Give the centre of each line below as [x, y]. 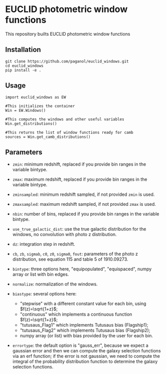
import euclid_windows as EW [36, 97]
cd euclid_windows [24, 66]
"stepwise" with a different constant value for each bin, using [83, 304]
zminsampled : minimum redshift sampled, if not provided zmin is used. [84, 194]
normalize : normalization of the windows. [55, 284]
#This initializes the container [40, 106]
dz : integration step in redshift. [44, 244]
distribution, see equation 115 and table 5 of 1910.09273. [70, 259]
